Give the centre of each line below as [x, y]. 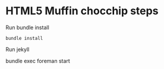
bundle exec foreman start [38, 61]
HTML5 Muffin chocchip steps [82, 11]
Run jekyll [18, 49]
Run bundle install [28, 27]
